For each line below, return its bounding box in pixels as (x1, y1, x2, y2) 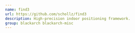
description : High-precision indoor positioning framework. (5, 16, 131, 21)
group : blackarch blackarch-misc (5, 20, 74, 26)
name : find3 (5, 7, 29, 12)
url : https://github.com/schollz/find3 (5, 12, 87, 16)
